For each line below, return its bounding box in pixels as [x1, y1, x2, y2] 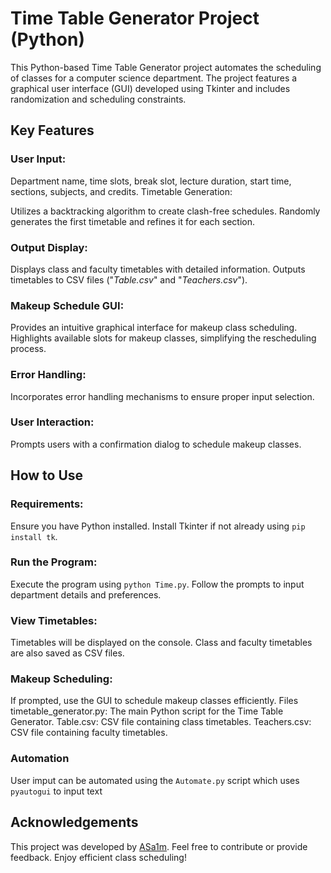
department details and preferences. [10, 588, 162, 601]
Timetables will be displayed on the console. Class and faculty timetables [10, 637, 313, 649]
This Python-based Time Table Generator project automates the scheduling [10, 61, 322, 73]
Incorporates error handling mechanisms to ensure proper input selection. [10, 390, 315, 402]
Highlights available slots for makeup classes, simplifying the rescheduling [10, 332, 317, 344]
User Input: [10, 152, 67, 166]
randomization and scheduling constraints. [10, 93, 187, 105]
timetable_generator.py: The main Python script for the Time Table [10, 705, 284, 717]
